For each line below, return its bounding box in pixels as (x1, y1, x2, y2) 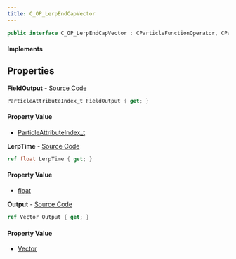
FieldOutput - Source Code (7, 84, 87, 92)
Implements (7, 45, 44, 53)
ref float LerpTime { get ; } (7, 156, 93, 163)
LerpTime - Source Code (7, 141, 80, 150)
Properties (7, 65, 55, 77)
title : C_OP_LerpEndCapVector (7, 10, 96, 18)
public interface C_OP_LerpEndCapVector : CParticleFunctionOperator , (7, 30, 218, 37)
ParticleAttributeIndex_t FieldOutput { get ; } (7, 97, 150, 104)
